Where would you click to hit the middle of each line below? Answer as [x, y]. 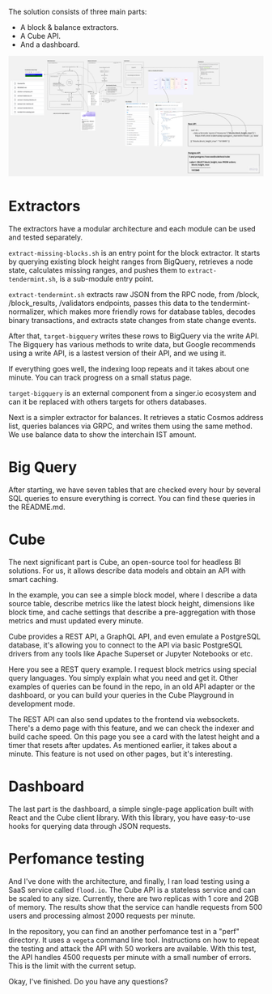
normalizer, [27, 312]
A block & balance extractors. [69, 27]
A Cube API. [40, 36]
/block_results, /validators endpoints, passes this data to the [109, 304]
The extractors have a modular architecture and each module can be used [132, 229]
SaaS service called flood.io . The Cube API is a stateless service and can [132, 890]
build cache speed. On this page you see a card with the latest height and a [134, 737]
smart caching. [34, 580]
